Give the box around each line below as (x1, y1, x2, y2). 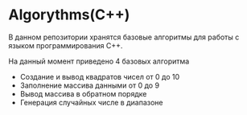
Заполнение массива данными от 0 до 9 (19, 80, 159, 90)
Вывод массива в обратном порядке (19, 88, 147, 98)
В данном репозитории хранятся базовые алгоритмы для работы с (8, 32, 240, 42)
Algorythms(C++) (8, 6, 130, 24)
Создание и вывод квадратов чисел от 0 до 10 (19, 72, 180, 81)
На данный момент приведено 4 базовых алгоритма (8, 56, 190, 66)
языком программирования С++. (8, 40, 123, 50)
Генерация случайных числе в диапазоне (19, 97, 163, 107)
